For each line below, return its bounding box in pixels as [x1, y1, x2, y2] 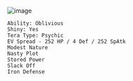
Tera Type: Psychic [7, 32, 64, 39]
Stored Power [7, 56, 45, 63]
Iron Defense [7, 69, 45, 75]
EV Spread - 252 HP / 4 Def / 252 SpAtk [7, 38, 127, 45]
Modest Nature [7, 44, 49, 51]
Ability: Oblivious [7, 20, 64, 27]
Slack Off [7, 62, 36, 69]
